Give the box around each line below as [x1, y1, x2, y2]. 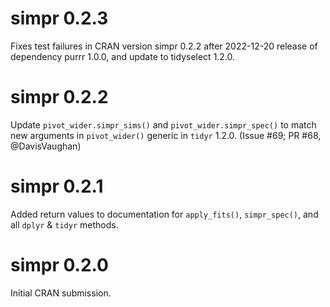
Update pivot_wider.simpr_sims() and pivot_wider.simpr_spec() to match [10, 118, 317, 131]
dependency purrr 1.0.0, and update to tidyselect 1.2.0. [10, 50, 236, 62]
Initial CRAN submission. [10, 287, 112, 299]
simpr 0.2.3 [10, 7, 109, 30]
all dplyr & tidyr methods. [10, 218, 119, 231]
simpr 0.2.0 [10, 254, 109, 276]
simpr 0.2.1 [10, 175, 104, 198]
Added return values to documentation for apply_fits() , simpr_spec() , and [10, 208, 319, 220]
